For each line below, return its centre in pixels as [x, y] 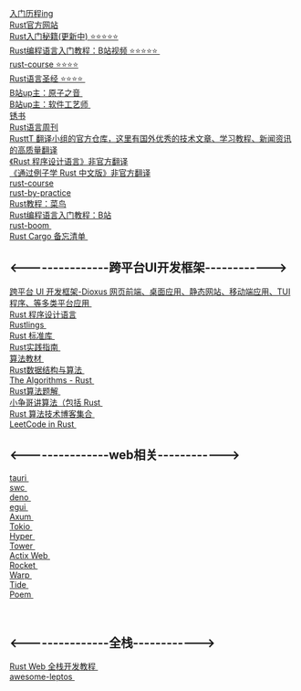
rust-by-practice [40, 193]
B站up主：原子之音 [45, 93]
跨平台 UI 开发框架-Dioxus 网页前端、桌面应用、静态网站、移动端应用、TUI [150, 292]
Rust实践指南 [34, 346]
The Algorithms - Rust [51, 380]
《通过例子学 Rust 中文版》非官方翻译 [80, 173]
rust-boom [30, 225]
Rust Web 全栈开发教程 [52, 666]
